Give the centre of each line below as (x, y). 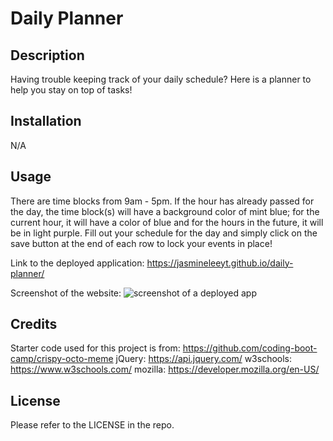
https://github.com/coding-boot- (250, 348)
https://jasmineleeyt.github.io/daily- (220, 263)
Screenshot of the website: (66, 293)
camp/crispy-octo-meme (62, 359)
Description (47, 55)
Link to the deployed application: (77, 263)
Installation (46, 121)
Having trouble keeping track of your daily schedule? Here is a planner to (161, 79)
